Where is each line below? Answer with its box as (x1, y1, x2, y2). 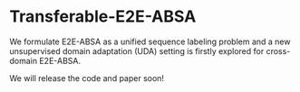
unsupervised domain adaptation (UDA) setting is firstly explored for (9, 45, 265, 56)
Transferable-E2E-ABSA (9, 6, 197, 27)
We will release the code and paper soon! (9, 72, 165, 83)
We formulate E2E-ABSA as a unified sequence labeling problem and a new (9, 36, 291, 47)
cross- (266, 45, 291, 56)
